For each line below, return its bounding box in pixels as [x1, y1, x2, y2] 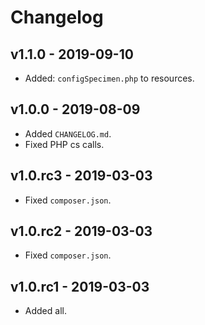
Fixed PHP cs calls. [24, 138, 105, 150]
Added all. [24, 305, 67, 317]
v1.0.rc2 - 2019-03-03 [10, 223, 153, 240]
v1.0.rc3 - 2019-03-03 [10, 167, 153, 185]
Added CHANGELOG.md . [24, 127, 112, 140]
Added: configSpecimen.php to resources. [24, 72, 195, 84]
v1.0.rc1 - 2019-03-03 [10, 278, 150, 295]
